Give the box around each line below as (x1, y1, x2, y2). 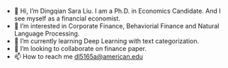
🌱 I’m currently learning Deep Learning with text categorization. (13, 37, 200, 45)
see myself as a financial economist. (13, 14, 120, 23)
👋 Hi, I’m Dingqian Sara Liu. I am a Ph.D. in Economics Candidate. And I (13, 7, 221, 15)
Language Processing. (13, 29, 80, 38)
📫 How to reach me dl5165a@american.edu (13, 52, 144, 60)
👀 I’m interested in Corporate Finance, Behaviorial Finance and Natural (13, 22, 220, 30)
